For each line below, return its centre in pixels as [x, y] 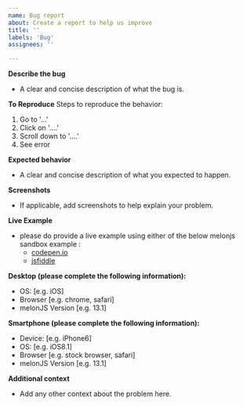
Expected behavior [40, 160]
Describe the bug [37, 74]
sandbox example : [50, 244]
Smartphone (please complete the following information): [104, 324]
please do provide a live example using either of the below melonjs [127, 236]
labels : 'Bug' [31, 37]
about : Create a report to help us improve [80, 23]
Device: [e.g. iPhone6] [56, 338]
